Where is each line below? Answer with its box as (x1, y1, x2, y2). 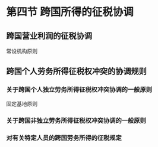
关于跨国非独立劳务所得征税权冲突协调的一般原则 (6, 116, 147, 125)
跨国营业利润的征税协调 (6, 31, 92, 41)
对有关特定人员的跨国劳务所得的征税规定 (6, 133, 122, 142)
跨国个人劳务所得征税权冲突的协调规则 (6, 66, 147, 77)
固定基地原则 (6, 100, 37, 107)
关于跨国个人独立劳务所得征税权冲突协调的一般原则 (6, 86, 153, 94)
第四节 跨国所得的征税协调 (6, 5, 134, 19)
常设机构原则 (6, 48, 37, 54)
